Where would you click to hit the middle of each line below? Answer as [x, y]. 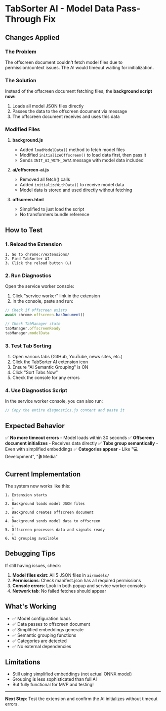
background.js [28, 140]
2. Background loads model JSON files [45, 503]
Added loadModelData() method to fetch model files [72, 150]
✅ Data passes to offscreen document [51, 624]
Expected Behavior [35, 426]
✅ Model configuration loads [41, 618]
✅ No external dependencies [42, 646]
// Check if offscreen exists [36, 310]
